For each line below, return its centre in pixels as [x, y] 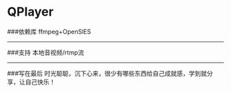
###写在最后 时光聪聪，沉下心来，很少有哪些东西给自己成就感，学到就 [107, 73]
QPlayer [30, 12]
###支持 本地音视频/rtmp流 [46, 52]
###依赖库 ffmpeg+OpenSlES [49, 31]
